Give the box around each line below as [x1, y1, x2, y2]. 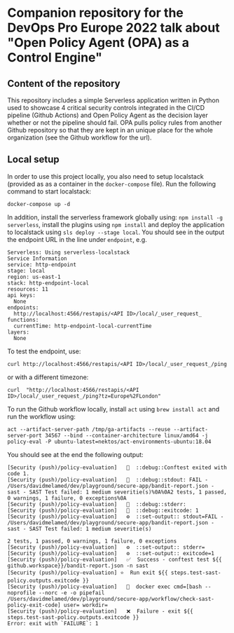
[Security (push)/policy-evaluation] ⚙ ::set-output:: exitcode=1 [7, 550, 215, 557]
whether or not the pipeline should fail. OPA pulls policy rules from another [7, 118, 223, 127]
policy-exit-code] [7, 601, 61, 608]
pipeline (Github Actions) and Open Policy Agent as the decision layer [7, 111, 208, 119]
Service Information [7, 254, 68, 262]
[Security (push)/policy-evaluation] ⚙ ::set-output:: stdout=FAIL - [7, 513, 224, 520]
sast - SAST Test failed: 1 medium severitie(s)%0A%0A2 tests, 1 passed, [7, 489, 228, 496]
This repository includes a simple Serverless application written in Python [7, 96, 219, 104]
